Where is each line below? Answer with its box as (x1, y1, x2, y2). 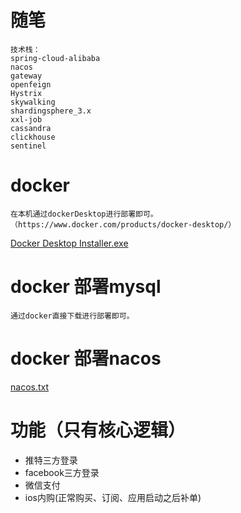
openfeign (10, 79, 52, 90)
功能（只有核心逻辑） (10, 419, 187, 441)
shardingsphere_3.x (10, 106, 92, 116)
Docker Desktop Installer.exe (10, 237, 129, 249)
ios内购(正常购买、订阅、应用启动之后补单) (24, 491, 202, 503)
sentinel (10, 141, 47, 151)
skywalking (10, 97, 56, 107)
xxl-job (10, 114, 43, 125)
